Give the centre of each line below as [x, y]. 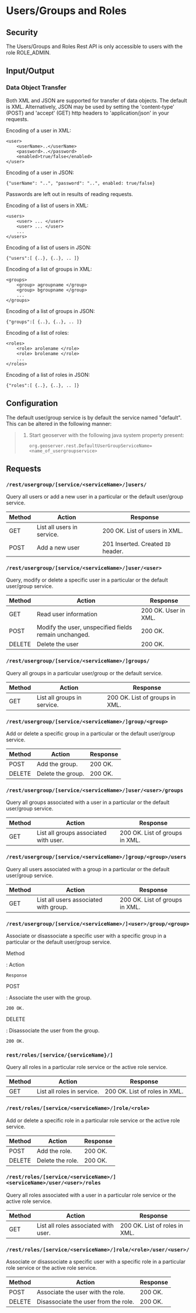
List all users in [57, 527]
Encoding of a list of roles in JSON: [48, 374]
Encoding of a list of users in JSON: [49, 248]
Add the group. [57, 764]
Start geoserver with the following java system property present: [106, 435]
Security [22, 32]
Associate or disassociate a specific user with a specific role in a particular [96, 1262]
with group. [52, 907]
